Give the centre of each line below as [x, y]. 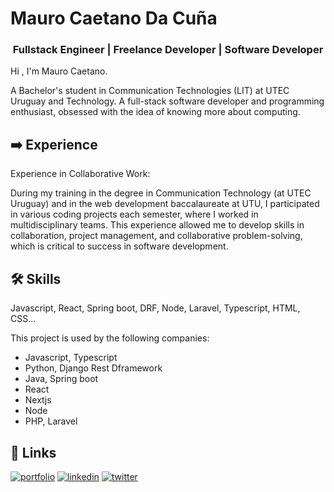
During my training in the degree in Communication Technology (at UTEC [161, 193]
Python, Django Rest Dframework [93, 368]
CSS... [23, 319]
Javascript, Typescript [71, 358]
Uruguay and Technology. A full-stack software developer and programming [167, 101]
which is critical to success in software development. [119, 246]
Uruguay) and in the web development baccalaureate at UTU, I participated [165, 204]
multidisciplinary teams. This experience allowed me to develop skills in [157, 225]
